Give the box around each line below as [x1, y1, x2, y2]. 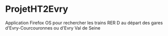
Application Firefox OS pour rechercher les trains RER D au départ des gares [5, 20, 163, 26]
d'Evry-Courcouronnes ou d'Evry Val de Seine [5, 25, 101, 31]
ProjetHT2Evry [5, 3, 69, 15]
